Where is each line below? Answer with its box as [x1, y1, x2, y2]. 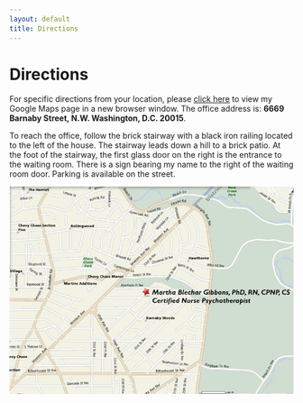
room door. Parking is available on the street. [9, 169, 176, 179]
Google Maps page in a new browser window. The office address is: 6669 [9, 104, 285, 114]
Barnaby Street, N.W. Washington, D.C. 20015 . [9, 113, 187, 124]
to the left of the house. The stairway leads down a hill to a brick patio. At [9, 140, 281, 151]
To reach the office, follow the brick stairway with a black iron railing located [9, 131, 293, 142]
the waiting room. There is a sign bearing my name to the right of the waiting [9, 159, 294, 170]
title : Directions [9, 23, 78, 33]
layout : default [9, 14, 70, 23]
